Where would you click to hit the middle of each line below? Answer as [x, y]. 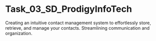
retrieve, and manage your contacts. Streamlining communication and [77, 28]
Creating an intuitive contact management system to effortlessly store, [78, 23]
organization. [19, 33]
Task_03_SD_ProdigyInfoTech [69, 9]
